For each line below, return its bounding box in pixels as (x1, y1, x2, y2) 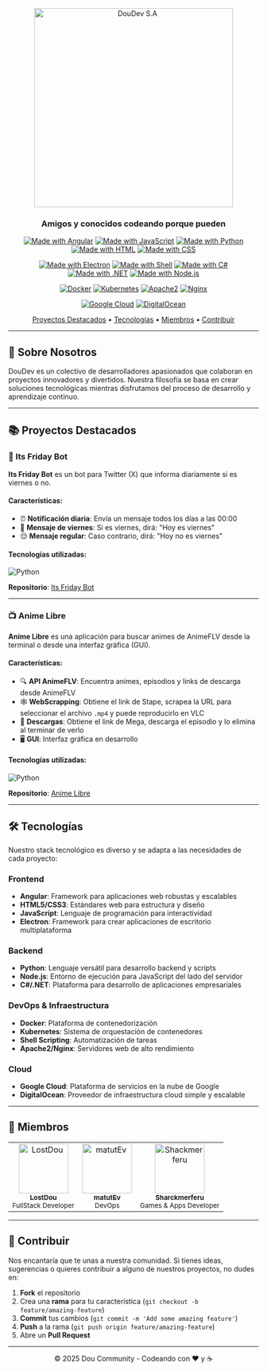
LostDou (29, 1193, 57, 1201)
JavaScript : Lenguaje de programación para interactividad (19, 908, 212, 918)
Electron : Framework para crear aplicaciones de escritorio (19, 917, 212, 927)
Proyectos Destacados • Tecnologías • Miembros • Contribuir (32, 314, 235, 325)
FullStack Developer (12, 1201, 75, 1209)
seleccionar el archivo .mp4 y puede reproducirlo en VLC (19, 708, 205, 717)
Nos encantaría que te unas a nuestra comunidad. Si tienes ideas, (8, 1256, 224, 1265)
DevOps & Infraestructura (8, 1000, 110, 1011)
